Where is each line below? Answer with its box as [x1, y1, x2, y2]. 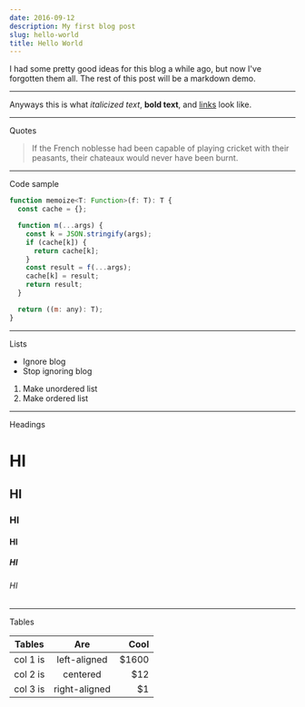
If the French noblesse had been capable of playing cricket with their [31, 142, 290, 154]
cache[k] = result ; [25, 271, 100, 281]
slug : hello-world [9, 30, 79, 39]
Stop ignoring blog [22, 365, 93, 377]
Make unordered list [22, 383, 98, 394]
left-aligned [56, 653, 108, 666]
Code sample [9, 179, 59, 190]
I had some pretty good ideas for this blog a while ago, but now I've [9, 64, 261, 74]
